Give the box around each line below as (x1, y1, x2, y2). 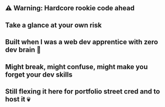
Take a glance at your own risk (5, 21, 102, 29)
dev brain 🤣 (5, 46, 41, 54)
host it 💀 (5, 95, 30, 104)
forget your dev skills (5, 70, 72, 79)
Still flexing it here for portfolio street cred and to (5, 87, 160, 96)
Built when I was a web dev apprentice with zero (5, 38, 158, 46)
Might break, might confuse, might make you (5, 62, 148, 71)
